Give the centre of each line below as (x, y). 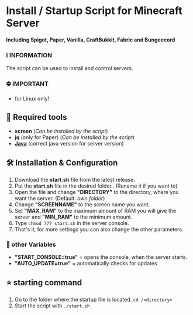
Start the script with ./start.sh (52, 306)
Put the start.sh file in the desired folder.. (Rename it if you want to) (96, 186)
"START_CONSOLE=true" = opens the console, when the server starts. (101, 257)
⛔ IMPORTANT (27, 84)
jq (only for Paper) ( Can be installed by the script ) (75, 137)
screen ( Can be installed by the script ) (61, 131)
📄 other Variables (31, 244)
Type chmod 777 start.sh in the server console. (72, 223)
